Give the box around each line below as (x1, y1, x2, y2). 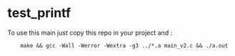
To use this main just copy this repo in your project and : (7, 28, 173, 37)
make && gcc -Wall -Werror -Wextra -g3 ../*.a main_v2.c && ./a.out (20, 42, 229, 49)
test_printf (7, 5, 71, 21)
